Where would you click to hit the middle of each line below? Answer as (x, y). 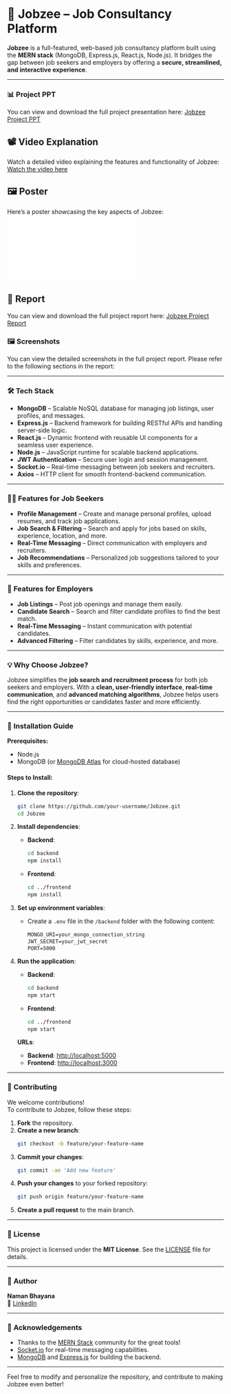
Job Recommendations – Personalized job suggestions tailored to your (118, 558)
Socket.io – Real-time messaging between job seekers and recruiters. (116, 467)
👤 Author (22, 1281)
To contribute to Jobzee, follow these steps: (69, 1109)
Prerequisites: (28, 741)
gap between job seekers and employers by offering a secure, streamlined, (114, 62)
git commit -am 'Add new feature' (66, 1170)
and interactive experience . (47, 70)
